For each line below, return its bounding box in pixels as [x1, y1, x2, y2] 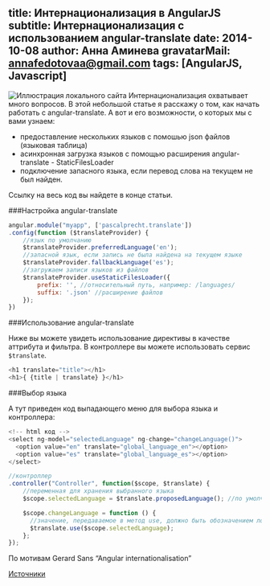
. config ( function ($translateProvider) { [8, 228, 149, 236]
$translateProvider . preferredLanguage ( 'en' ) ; [22, 244, 178, 252]
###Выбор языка [8, 388, 67, 398]
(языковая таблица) [19, 140, 88, 150]
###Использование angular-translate [8, 318, 134, 328]
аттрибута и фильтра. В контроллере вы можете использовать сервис [8, 342, 251, 352]
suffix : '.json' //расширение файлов [37, 289, 163, 297]
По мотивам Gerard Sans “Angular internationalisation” [8, 554, 192, 563]
